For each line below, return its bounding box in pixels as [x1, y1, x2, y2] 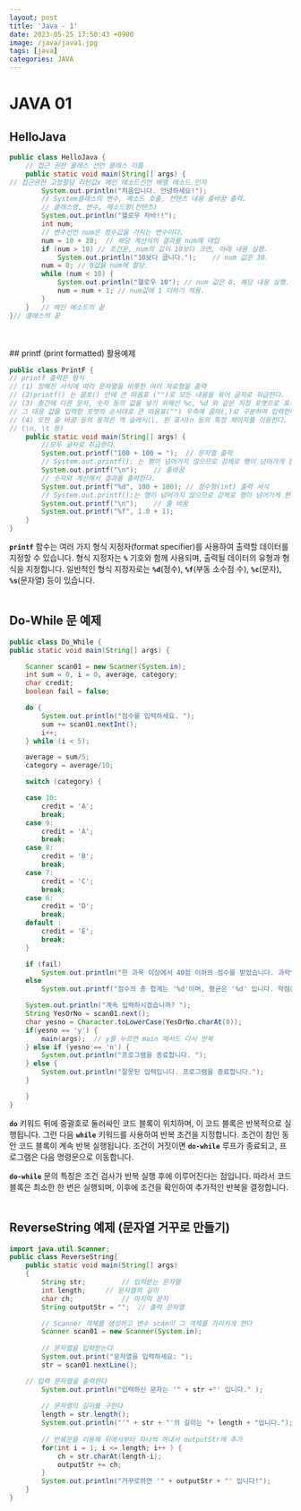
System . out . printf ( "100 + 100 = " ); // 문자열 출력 [41, 449, 233, 458]
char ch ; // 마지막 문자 [41, 1294, 168, 1303]
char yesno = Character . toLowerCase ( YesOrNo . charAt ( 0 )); [25, 1017, 243, 1027]
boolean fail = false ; [25, 687, 110, 696]
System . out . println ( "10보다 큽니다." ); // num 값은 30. [56, 253, 270, 262]
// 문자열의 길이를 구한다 [41, 1402, 124, 1411]
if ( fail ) [25, 960, 63, 968]
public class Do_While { [9, 638, 102, 647]
